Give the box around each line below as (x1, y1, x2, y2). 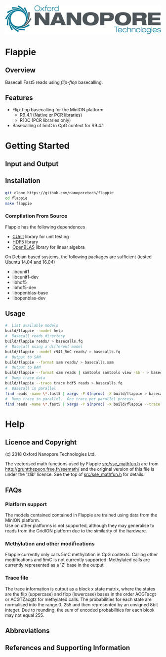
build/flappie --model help (5, 328, 63, 333)
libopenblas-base (12, 290, 48, 295)
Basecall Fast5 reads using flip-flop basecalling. (5, 79, 103, 85)
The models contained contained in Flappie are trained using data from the (5, 512, 157, 518)
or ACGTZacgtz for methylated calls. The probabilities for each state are (5, 596, 152, 602)
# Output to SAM (5, 355, 41, 360)
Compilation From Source (5, 213, 68, 219)
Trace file (5, 575, 29, 582)
